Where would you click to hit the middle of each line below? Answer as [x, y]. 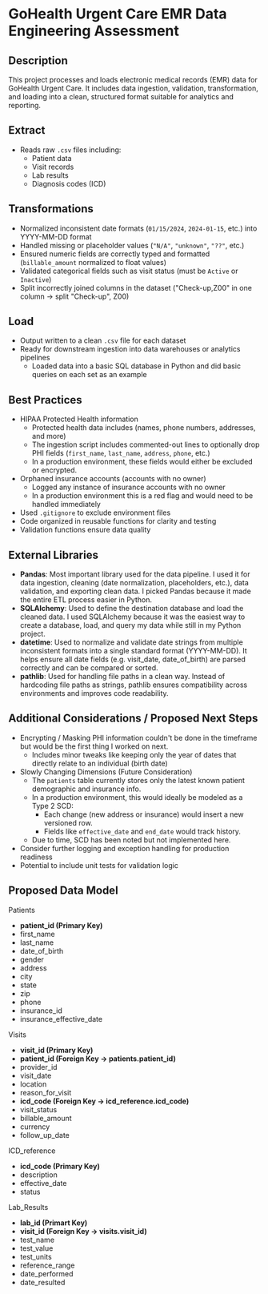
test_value [36, 1248]
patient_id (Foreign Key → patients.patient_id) [98, 1059]
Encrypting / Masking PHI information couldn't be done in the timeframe [138, 737]
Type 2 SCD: [53, 806]
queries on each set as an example [89, 375]
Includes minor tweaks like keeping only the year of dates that [134, 754]
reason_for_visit [46, 1092]
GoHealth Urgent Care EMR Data [118, 14]
